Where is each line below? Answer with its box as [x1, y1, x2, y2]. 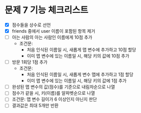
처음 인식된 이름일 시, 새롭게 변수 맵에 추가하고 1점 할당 [26, 71, 134, 77]
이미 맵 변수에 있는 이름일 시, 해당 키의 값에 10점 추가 [26, 53, 130, 59]
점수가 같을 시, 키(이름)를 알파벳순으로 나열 [11, 90, 95, 96]
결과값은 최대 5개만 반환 [11, 103, 59, 109]
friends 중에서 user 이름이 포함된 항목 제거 [11, 28, 96, 34]
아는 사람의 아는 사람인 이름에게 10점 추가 [11, 34, 93, 40]
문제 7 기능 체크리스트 [4, 4, 89, 16]
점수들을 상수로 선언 [11, 22, 51, 28]
